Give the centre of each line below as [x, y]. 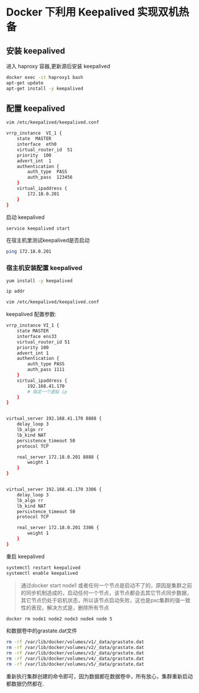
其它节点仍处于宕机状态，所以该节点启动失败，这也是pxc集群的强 [100, 600]
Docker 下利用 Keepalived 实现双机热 [98, 12]
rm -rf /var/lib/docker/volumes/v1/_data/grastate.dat [75, 642]
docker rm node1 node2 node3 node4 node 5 [59, 619]
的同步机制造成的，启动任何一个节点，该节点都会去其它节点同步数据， [106, 593]
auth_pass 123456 [50, 178]
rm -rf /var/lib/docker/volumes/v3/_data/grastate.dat [75, 653]
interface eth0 [37, 144]
